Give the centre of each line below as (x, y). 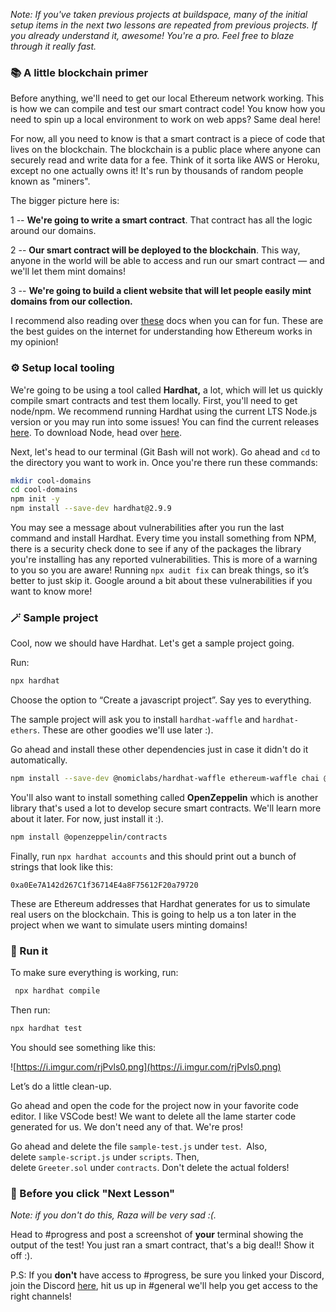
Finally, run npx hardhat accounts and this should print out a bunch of (153, 856)
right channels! (41, 1296)
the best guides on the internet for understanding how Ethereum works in (161, 331)
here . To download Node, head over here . (96, 432)
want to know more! (51, 591)
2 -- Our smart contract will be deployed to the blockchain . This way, (155, 250)
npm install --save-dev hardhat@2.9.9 (91, 509)
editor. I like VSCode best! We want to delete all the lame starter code (153, 1116)
